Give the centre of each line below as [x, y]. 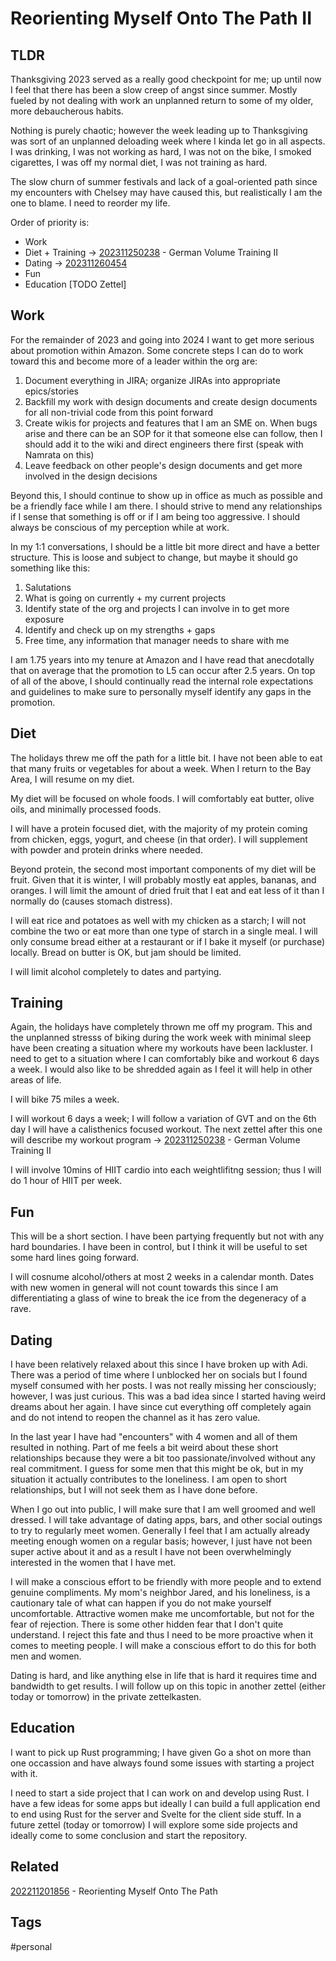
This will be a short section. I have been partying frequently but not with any [167, 1236]
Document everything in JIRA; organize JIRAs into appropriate [152, 380]
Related [35, 1867]
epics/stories [51, 391]
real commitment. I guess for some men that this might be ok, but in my [157, 1469]
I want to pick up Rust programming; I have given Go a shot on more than [161, 1752]
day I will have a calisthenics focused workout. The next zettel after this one [166, 1129]
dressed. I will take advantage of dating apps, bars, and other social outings [166, 1520]
